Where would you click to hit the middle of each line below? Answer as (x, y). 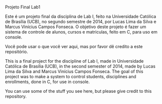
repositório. (17, 52)
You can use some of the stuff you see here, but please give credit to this (78, 91)
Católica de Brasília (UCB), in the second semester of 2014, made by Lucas (80, 66)
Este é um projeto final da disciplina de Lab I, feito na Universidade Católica (81, 16)
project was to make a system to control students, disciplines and (71, 77)
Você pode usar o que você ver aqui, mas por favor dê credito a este (74, 46)
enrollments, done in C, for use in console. (47, 82)
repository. (16, 96)
